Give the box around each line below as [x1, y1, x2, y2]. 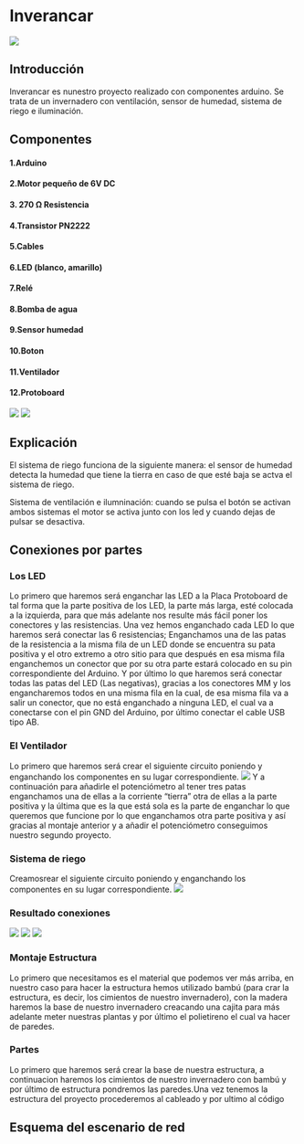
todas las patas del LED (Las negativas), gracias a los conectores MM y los [9, 678, 291, 689]
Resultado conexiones [9, 906, 111, 919]
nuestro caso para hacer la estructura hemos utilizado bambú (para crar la [9, 981, 289, 992]
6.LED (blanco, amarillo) [9, 261, 103, 272]
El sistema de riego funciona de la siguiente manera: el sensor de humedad [9, 459, 293, 471]
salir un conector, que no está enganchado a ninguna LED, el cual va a [9, 697, 274, 708]
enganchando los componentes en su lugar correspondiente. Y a [9, 771, 266, 782]
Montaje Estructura [9, 951, 98, 964]
